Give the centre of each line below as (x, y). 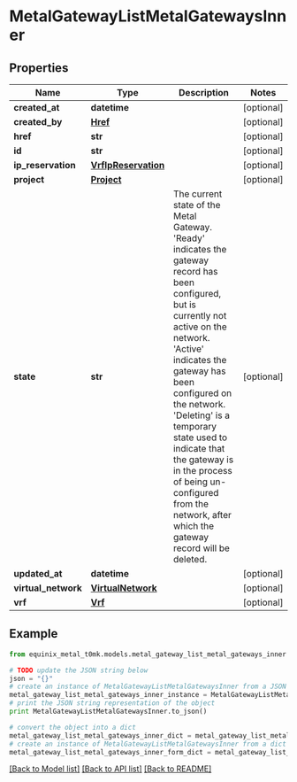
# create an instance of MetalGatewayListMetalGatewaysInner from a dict (148, 744)
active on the (200, 327)
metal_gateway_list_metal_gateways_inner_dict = (100, 736)
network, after (202, 515)
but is (185, 305)
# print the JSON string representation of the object (112, 703)
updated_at (38, 573)
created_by (38, 122)
